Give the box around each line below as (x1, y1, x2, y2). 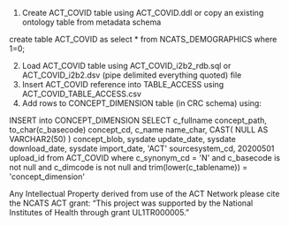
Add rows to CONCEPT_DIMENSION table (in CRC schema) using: (21, 98, 262, 109)
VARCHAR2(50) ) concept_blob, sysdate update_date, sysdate (9, 134, 236, 144)
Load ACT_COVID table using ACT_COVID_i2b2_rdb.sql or (21, 61, 232, 71)
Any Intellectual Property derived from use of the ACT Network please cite (9, 189, 280, 199)
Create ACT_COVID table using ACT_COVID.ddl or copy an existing (21, 8, 264, 18)
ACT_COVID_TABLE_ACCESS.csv (21, 88, 141, 99)
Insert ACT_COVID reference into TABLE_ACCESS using (21, 79, 224, 89)
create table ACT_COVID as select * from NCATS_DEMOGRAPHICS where (9, 34, 278, 44)
